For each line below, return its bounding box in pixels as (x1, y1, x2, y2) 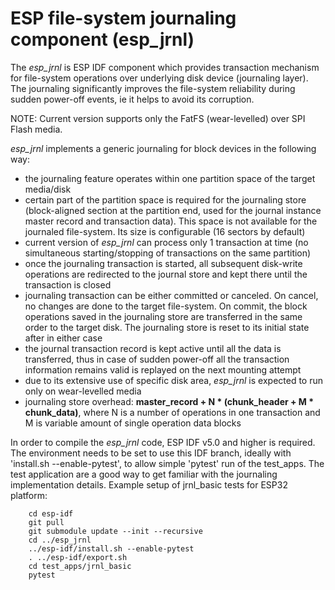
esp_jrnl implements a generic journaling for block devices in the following (10, 142, 317, 154)
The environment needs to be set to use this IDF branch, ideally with (10, 447, 292, 459)
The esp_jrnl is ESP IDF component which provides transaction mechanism (10, 61, 320, 73)
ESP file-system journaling (10, 7, 237, 30)
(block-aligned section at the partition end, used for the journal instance (24, 204, 322, 216)
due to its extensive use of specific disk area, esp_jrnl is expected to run (24, 374, 324, 386)
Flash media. (10, 123, 63, 135)
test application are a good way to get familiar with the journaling (10, 468, 278, 480)
